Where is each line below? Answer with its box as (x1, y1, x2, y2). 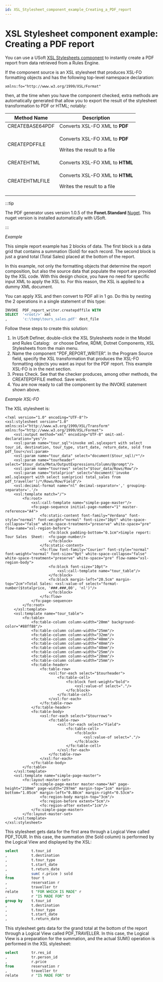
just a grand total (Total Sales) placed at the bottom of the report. (5, 253, 135, 259)
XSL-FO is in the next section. (12, 366, 72, 372)
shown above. (12, 387, 40, 393)
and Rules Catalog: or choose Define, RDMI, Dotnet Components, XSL (12, 340, 155, 346)
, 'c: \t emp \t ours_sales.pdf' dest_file (5, 317, 99, 322)
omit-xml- (105, 432, 125, 437)
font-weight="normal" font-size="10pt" (37, 518, 119, 522)
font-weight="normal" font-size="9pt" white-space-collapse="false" (5, 552, 147, 557)
